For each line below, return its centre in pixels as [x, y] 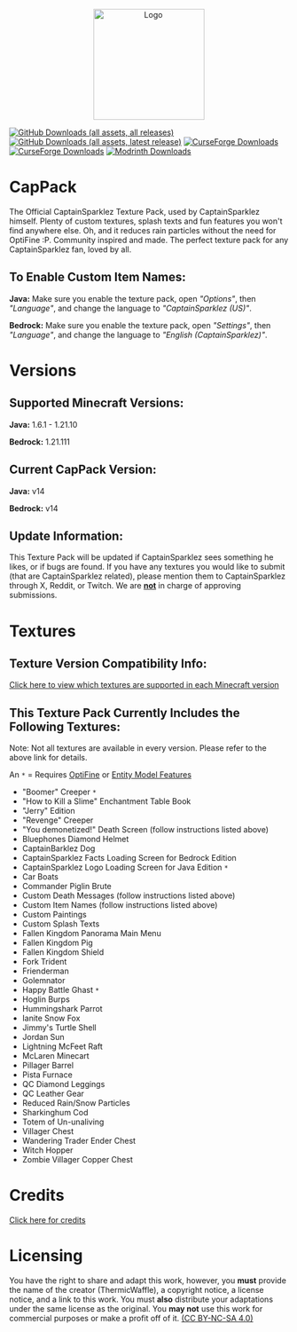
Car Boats [40, 877]
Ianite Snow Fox [51, 1018]
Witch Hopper [47, 1150]
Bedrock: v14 [34, 508]
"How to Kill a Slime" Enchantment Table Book [106, 801]
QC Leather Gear [53, 1094]
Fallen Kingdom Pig [57, 943]
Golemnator [43, 981]
